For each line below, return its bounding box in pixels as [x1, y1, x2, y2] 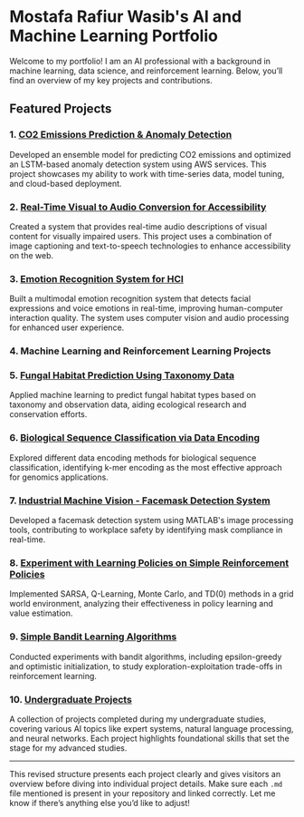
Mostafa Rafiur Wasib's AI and [9, 6, 242, 27]
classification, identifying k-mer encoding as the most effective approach [9, 462, 282, 472]
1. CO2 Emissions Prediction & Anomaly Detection [9, 129, 233, 141]
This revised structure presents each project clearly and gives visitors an [9, 768, 281, 779]
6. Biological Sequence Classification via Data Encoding [9, 432, 261, 444]
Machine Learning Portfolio [9, 25, 219, 46]
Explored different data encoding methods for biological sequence [9, 452, 257, 463]
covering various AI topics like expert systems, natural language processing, [9, 723, 294, 734]
